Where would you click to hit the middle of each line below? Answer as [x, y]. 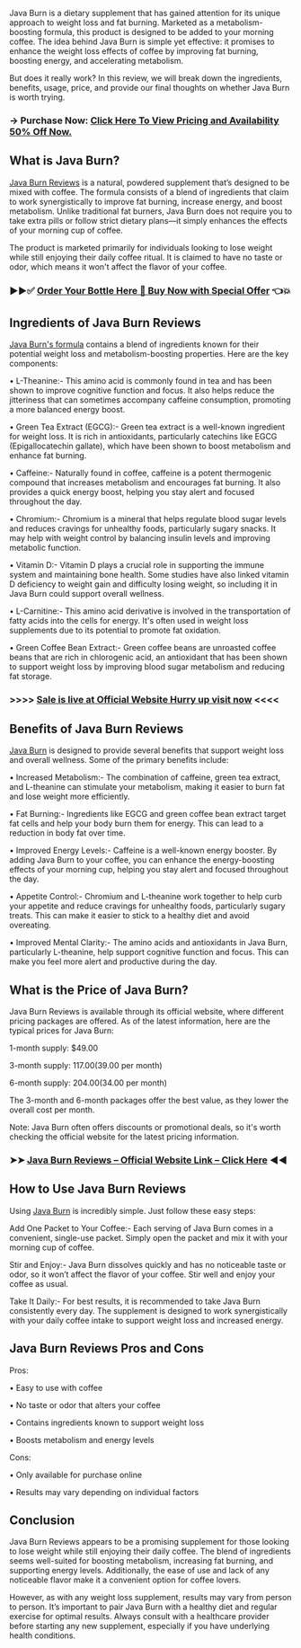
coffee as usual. [39, 1283]
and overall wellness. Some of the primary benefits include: [119, 760]
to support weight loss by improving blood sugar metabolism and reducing [147, 667]
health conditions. [43, 1635]
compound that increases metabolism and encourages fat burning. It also [145, 483]
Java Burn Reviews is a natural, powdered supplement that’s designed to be [150, 182]
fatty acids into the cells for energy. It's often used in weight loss [129, 621]
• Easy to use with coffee [56, 1387]
